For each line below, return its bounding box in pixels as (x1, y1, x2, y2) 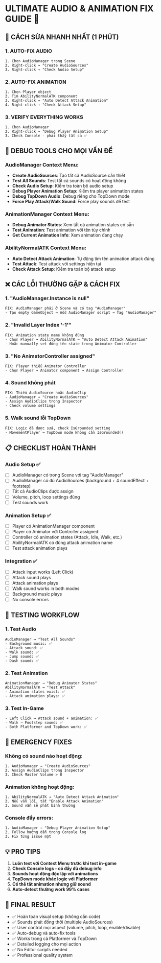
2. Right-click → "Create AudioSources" (5, 63, 89, 68)
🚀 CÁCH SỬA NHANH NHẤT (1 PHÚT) (5, 33, 119, 41)
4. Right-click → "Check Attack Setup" (5, 102, 87, 108)
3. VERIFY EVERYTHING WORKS (5, 114, 84, 120)
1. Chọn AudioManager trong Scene (5, 58, 76, 64)
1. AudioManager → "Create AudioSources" (5, 763, 91, 769)
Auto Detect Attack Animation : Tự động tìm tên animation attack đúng (12, 256, 155, 261)
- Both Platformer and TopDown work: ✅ (5, 725, 87, 729)
